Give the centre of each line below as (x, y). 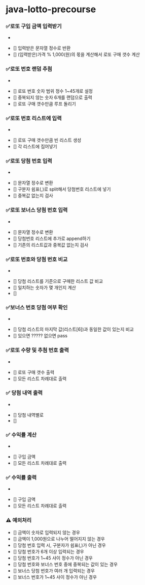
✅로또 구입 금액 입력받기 (34, 26)
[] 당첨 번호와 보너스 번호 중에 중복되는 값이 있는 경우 (65, 564)
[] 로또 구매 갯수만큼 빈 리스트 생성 (47, 140)
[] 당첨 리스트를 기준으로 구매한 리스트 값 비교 (58, 281)
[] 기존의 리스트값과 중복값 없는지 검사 (50, 245)
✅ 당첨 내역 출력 (24, 393)
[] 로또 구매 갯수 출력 (34, 372)
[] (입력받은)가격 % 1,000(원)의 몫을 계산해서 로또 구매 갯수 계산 (76, 55)
